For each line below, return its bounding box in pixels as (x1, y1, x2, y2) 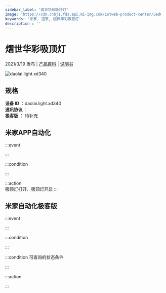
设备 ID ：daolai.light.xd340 (5, 101, 62, 106)
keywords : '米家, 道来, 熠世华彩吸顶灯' (5, 16, 82, 21)
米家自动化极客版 (5, 202, 57, 210)
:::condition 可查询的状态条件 (5, 254, 64, 260)
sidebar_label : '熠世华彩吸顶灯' (5, 7, 69, 12)
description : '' (5, 21, 41, 26)
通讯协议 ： (5, 107, 28, 112)
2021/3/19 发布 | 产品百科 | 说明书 (5, 61, 73, 67)
